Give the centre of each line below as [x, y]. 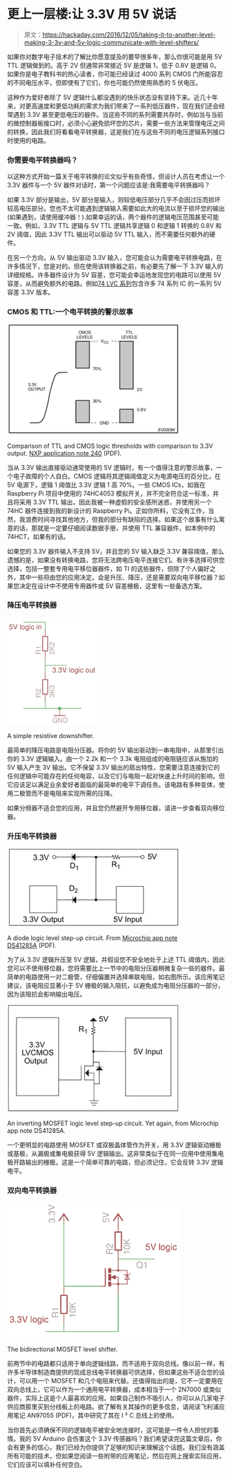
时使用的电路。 [28, 140]
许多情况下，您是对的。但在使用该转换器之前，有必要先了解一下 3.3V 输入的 [115, 266]
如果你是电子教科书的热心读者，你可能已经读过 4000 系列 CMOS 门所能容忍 [115, 74]
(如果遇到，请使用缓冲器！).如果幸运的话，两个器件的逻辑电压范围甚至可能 [113, 217]
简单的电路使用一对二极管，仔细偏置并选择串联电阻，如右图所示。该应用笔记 [116, 977]
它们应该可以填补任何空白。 [47, 1465]
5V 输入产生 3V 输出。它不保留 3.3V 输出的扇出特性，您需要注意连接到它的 [114, 767]
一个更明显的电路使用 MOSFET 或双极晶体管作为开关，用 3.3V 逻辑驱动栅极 [115, 1145]
